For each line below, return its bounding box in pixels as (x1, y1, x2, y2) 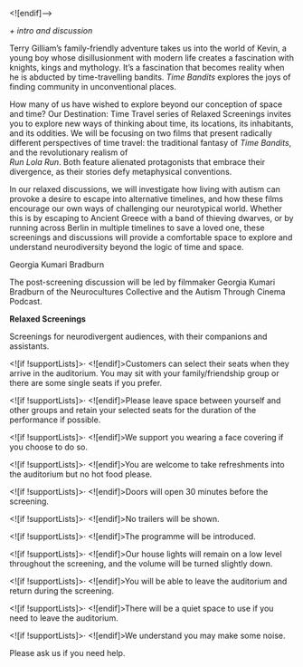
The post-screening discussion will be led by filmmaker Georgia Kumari (9, 276, 276, 287)
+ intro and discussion (9, 25, 93, 35)
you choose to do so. (9, 441, 89, 452)
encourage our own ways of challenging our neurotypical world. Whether (9, 203, 283, 214)
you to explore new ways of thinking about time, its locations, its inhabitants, (9, 118, 294, 129)
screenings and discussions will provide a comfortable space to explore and (9, 232, 293, 243)
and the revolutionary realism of (9, 147, 128, 158)
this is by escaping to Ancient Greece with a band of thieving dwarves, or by (9, 213, 294, 223)
